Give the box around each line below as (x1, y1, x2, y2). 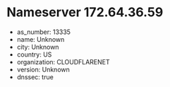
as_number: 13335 (16, 28, 71, 36)
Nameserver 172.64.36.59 (6, 4, 164, 21)
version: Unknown (16, 65, 70, 74)
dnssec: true (16, 72, 54, 81)
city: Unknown (16, 42, 59, 51)
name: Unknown (16, 35, 65, 43)
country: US (16, 50, 52, 59)
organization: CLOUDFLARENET (16, 57, 110, 66)
